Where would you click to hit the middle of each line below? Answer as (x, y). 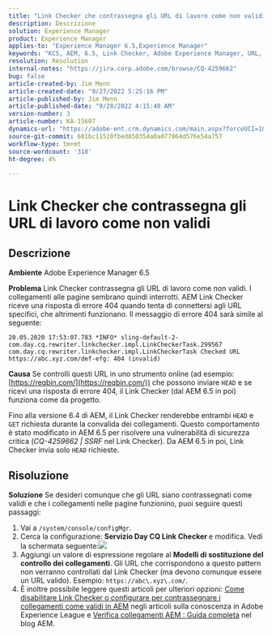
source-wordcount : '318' (50, 152)
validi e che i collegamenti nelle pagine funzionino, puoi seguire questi (125, 504)
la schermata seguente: (59, 546)
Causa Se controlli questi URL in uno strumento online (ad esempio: (121, 374)
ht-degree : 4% (32, 159)
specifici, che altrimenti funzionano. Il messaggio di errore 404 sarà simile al (136, 314)
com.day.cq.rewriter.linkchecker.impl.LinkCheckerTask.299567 (115, 345)
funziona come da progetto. (55, 400)
